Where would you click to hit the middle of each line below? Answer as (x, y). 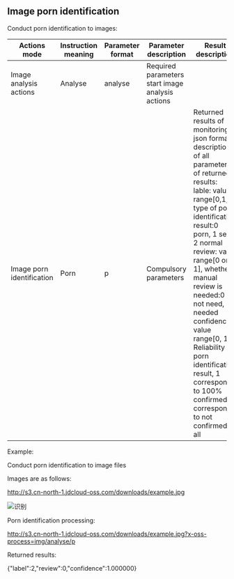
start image (165, 83)
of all (202, 155)
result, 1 (207, 373)
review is (208, 286)
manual (205, 277)
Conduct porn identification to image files (67, 465)
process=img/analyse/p (41, 541)
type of (205, 208)
